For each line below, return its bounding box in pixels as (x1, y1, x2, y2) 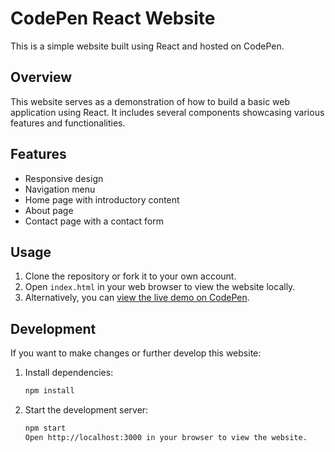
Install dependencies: (24, 367, 114, 379)
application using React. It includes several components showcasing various (10, 106, 325, 118)
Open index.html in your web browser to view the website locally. (24, 281, 296, 293)
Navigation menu (24, 183, 96, 195)
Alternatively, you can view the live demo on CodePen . (24, 292, 250, 304)
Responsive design (24, 172, 104, 184)
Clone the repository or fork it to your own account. (24, 270, 237, 282)
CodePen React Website (10, 7, 216, 30)
